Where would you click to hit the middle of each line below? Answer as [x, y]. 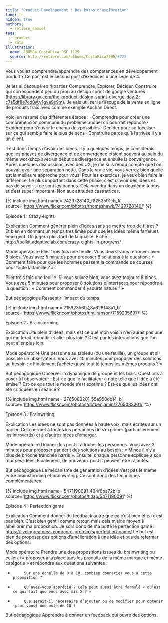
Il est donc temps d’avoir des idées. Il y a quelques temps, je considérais [80, 149]
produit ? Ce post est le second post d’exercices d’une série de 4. [73, 77]
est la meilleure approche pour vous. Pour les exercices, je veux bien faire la [84, 175]
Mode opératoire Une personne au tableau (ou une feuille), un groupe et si [82, 353]
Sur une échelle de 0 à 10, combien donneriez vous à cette [88, 573]
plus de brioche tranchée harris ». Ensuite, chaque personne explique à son [83, 455]
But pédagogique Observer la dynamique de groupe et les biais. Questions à [84, 374]
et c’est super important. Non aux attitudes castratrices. [63, 191]
